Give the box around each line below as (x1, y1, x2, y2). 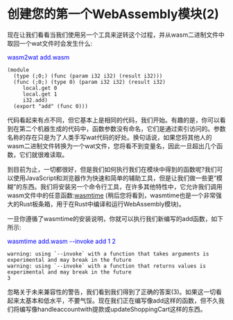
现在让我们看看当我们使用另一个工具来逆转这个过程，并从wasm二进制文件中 (7, 30, 225, 39)
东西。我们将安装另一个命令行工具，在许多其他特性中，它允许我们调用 (21, 182, 223, 190)
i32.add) (22, 96, 49, 104)
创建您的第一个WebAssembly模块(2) (7, 6, 220, 22)
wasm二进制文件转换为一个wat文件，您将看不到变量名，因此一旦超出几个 (7, 141, 217, 150)
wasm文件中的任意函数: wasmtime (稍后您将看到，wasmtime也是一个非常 (7, 191, 216, 199)
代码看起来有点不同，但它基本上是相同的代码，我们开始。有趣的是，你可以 (7, 116, 220, 124)
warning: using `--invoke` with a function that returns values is (7, 263, 207, 269)
